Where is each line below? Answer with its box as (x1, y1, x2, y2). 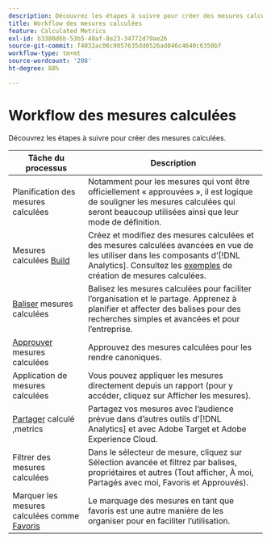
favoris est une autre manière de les (87, 505, 224, 516)
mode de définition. (87, 216, 162, 227)
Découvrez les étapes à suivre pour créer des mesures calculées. (8, 132, 227, 142)
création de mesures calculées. (87, 270, 207, 281)
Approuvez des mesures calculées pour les (87, 341, 252, 352)
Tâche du (27, 152, 65, 163)
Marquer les (12, 489, 58, 501)
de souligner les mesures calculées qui (87, 195, 236, 207)
